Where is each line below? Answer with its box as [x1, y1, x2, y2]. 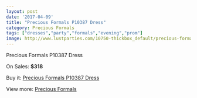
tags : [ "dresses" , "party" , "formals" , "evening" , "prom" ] [6, 30, 143, 36]
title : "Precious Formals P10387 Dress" [6, 19, 107, 25]
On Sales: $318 [6, 63, 43, 70]
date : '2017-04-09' [6, 14, 54, 20]
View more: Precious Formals [6, 86, 77, 92]
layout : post [6, 8, 38, 15]
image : [6, 36, 22, 41]
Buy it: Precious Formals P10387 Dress [6, 74, 100, 81]
